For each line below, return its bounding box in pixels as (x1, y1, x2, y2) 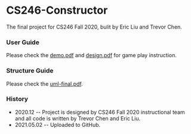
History (6, 95, 29, 103)
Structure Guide (6, 67, 54, 75)
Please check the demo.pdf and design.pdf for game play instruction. (6, 52, 177, 59)
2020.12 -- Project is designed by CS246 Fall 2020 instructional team (14, 108, 185, 116)
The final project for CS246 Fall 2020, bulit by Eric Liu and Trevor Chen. (6, 23, 182, 30)
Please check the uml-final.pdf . (6, 80, 84, 87)
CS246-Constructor (6, 4, 108, 17)
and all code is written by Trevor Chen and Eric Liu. (14, 114, 141, 122)
